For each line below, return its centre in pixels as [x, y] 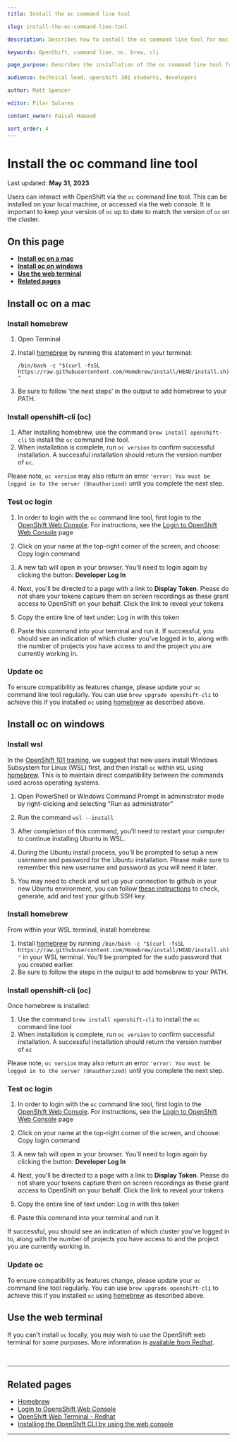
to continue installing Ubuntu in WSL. [71, 838]
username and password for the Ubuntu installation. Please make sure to [123, 860]
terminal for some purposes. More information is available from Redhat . [111, 1342]
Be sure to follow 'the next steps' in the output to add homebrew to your [122, 391]
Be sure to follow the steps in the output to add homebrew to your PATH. [122, 972]
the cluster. [24, 219]
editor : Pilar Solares [41, 103]
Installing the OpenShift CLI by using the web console [95, 1424]
